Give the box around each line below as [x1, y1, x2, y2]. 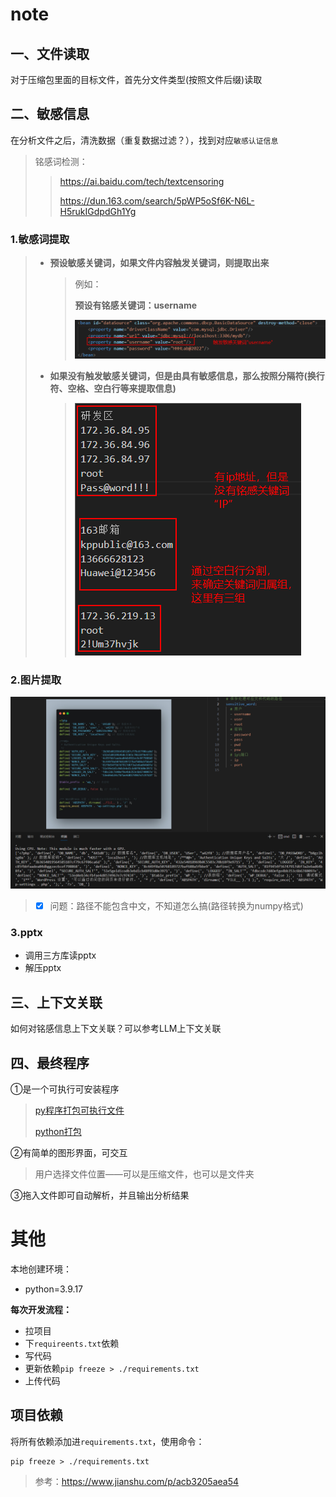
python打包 [34, 1126, 82, 1138]
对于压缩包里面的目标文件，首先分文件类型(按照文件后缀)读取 [10, 74, 263, 85]
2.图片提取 [10, 673, 62, 687]
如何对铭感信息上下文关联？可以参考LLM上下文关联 [10, 1023, 222, 1035]
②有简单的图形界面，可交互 [10, 1147, 128, 1159]
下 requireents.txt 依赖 [24, 1338, 120, 1350]
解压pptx [24, 962, 62, 974]
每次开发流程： [10, 1304, 72, 1316]
